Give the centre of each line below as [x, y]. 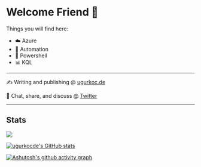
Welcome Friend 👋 [52, 12]
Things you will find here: [37, 29]
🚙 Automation [32, 49]
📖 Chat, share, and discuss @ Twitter [52, 95]
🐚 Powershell [31, 55]
